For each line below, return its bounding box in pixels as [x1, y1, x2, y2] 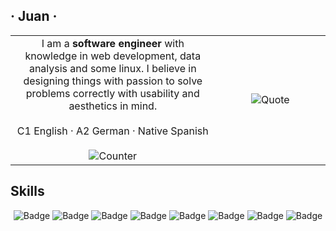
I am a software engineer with [41, 36, 185, 50]
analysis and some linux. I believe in [28, 61, 197, 75]
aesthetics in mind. [68, 99, 158, 113]
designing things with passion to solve [23, 74, 203, 88]
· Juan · [10, 8, 58, 25]
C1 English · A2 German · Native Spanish [16, 124, 209, 138]
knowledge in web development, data [24, 49, 202, 63]
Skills [10, 183, 45, 200]
